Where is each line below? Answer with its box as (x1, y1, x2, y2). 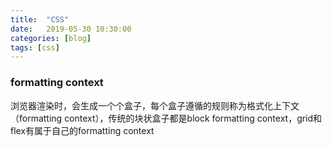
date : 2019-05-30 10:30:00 (10, 24, 132, 34)
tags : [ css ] (10, 42, 60, 53)
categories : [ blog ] (10, 33, 92, 43)
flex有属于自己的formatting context (10, 124, 155, 136)
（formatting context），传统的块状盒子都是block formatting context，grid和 (10, 112, 323, 124)
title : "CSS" (10, 14, 70, 25)
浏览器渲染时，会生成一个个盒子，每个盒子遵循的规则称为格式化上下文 (10, 99, 300, 111)
